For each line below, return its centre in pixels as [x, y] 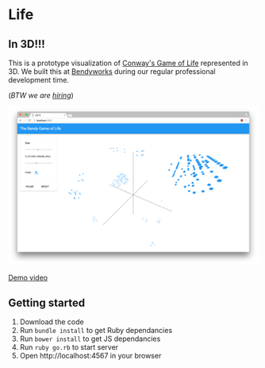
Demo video [28, 278]
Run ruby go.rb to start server [69, 347]
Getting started [47, 302]
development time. [39, 80]
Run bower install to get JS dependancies [90, 339]
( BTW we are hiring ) [41, 95]
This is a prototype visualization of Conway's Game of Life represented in [128, 63]
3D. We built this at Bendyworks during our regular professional [112, 72]
